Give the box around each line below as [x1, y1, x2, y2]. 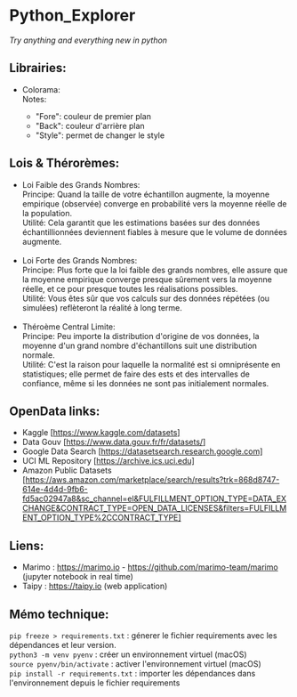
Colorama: [21, 84, 60, 94]
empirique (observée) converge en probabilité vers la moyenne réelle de [21, 198, 287, 209]
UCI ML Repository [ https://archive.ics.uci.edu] [21, 456, 196, 466]
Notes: [21, 93, 47, 104]
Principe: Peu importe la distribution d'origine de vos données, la [21, 330, 260, 341]
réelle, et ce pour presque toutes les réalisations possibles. [21, 283, 238, 294]
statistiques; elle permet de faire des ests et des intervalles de [21, 369, 251, 379]
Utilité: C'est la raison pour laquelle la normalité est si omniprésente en [21, 359, 281, 369]
